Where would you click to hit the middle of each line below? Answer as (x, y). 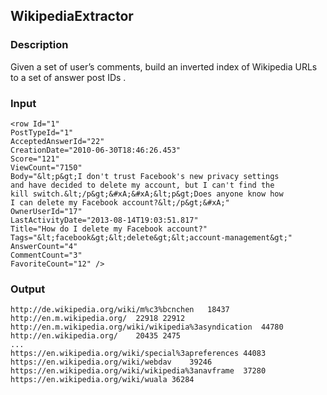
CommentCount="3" (46, 255)
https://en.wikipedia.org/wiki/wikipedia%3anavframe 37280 (138, 371)
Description (39, 45)
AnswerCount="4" (44, 246)
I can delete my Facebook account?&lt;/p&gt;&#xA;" (120, 202)
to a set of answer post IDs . (68, 77)
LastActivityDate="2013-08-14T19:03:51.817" (104, 220)
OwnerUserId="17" (46, 211)
